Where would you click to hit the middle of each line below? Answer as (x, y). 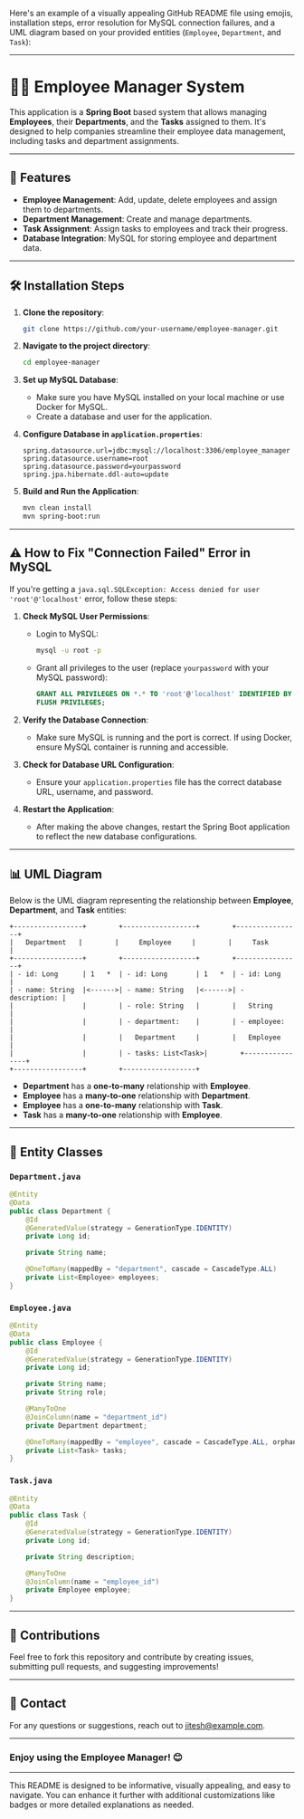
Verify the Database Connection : (85, 720)
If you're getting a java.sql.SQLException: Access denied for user (135, 589)
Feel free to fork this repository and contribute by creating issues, (132, 1657)
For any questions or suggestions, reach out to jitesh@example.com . (137, 1725)
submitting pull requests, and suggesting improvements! (114, 1667)
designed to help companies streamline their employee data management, (148, 131)
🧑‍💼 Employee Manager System (127, 87)
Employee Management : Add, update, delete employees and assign (150, 199)
